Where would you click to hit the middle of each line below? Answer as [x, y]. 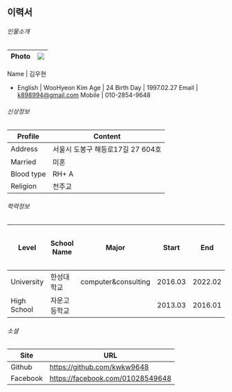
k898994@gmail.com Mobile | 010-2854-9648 [84, 95]
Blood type [28, 174]
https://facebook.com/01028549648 [110, 378]
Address [24, 149]
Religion [23, 186]
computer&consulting [115, 282]
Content [107, 136]
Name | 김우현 [27, 73]
